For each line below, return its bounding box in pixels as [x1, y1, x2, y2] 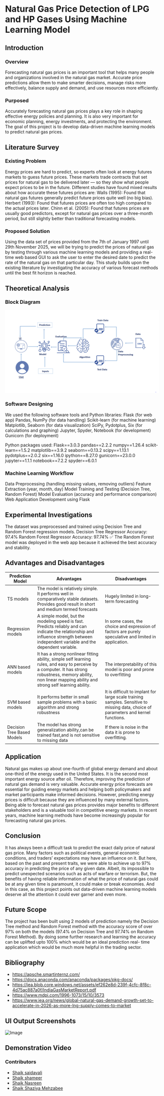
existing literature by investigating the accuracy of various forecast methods [5, 265, 159, 271]
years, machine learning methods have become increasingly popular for [5, 812, 150, 818]
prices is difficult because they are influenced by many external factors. [5, 797, 150, 802]
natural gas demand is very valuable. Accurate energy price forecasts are [5, 781, 153, 787]
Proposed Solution [5, 228, 50, 234]
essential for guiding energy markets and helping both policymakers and [5, 786, 151, 792]
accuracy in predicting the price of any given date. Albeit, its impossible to [5, 865, 155, 871]
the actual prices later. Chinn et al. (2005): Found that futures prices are [5, 205, 150, 211]
